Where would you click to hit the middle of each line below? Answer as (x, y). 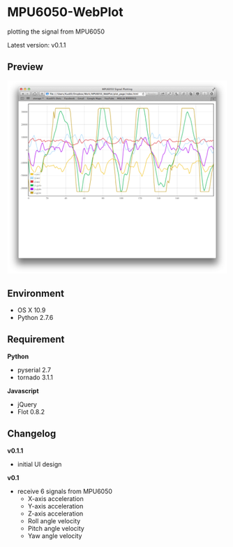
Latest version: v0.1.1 (37, 45)
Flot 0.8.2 (31, 411)
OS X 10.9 (31, 310)
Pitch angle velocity (56, 528)
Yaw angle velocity (55, 536)
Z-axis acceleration (55, 513)
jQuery (27, 404)
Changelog (32, 434)
